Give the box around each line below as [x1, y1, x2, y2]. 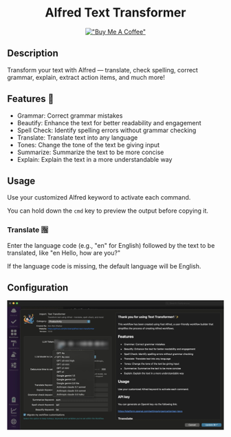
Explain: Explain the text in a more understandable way [16, 155, 173, 163]
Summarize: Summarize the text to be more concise [16, 148, 164, 156]
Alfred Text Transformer [45, 5, 186, 21]
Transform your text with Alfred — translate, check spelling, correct [7, 65, 198, 74]
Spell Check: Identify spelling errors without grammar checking [16, 126, 197, 134]
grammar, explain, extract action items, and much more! [7, 73, 165, 81]
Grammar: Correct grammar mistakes [16, 111, 123, 120]
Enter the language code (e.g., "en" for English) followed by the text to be [7, 241, 215, 249]
